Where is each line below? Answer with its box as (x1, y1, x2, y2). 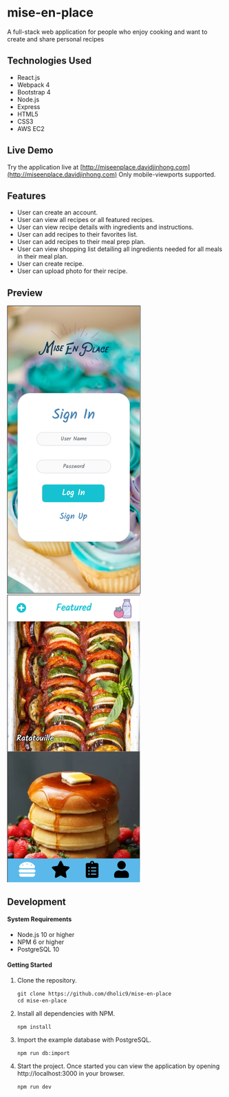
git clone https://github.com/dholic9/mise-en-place (17, 990, 172, 997)
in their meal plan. (17, 252, 68, 261)
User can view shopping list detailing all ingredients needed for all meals (17, 245, 223, 253)
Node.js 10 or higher (17, 930, 75, 938)
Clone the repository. (17, 976, 77, 984)
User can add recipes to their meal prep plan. (17, 238, 146, 246)
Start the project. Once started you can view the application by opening (17, 1062, 220, 1070)
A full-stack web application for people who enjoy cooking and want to (7, 28, 208, 36)
